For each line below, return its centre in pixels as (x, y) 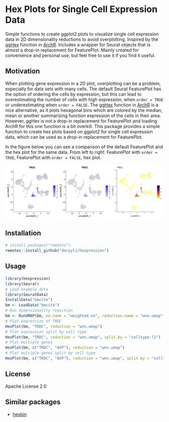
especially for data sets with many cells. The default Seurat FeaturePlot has (83, 89)
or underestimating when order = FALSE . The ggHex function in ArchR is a (82, 105)
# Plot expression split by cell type (46, 332)
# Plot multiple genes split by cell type (50, 353)
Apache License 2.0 (26, 386)
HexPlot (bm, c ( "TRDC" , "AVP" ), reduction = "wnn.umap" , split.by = (77, 358)
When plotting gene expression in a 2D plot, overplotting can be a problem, (83, 83)
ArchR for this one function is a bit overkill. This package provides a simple (82, 126)
